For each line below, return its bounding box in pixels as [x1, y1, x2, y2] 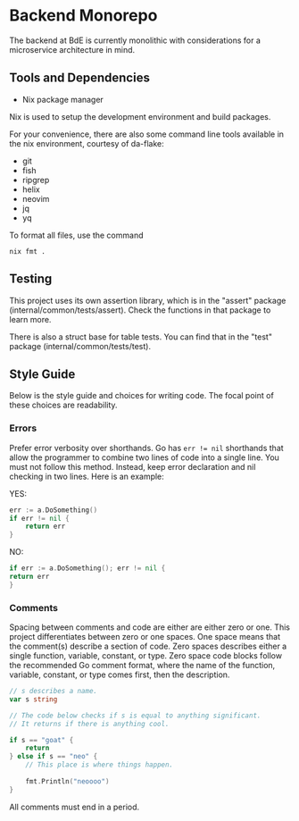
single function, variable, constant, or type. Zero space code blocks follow [9, 650, 283, 661]
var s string [9, 694, 58, 704]
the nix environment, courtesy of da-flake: [9, 138, 164, 148]
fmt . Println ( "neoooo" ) [25, 776, 110, 786]
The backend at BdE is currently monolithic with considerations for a [9, 35, 262, 46]
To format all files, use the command [9, 230, 144, 240]
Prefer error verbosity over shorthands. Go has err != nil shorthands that [9, 442, 284, 453]
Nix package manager [21, 94, 104, 105]
